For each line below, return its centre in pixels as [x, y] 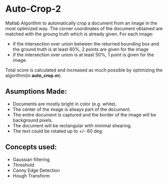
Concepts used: [31, 147]
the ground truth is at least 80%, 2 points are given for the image [80, 49]
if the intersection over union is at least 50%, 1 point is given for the [83, 55]
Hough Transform [31, 176]
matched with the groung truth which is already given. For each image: [79, 34]
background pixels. [33, 120]
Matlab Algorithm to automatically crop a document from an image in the [81, 23]
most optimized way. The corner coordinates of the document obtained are [84, 28]
